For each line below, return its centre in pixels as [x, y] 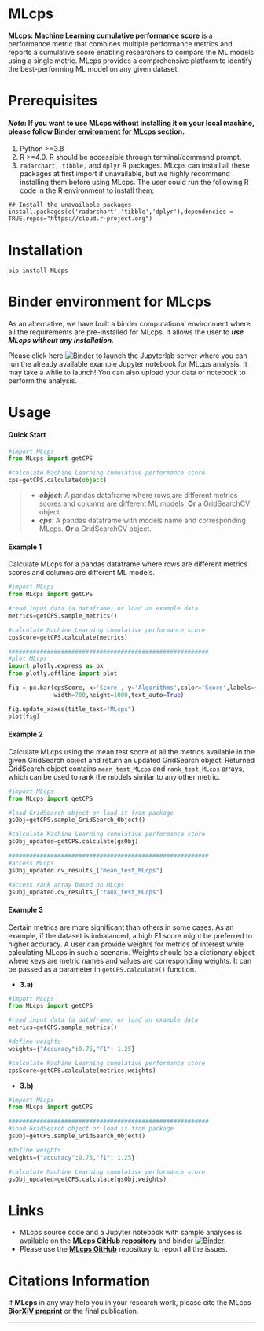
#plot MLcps [27, 659]
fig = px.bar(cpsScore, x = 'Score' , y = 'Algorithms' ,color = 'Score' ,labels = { [133, 688]
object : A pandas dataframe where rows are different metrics [138, 496]
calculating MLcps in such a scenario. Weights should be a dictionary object [132, 952]
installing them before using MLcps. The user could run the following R [134, 183]
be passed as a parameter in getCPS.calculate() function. [102, 969]
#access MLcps [31, 863]
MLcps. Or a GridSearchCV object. [95, 529]
